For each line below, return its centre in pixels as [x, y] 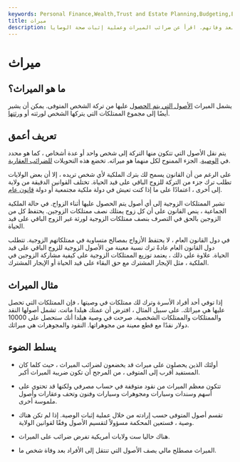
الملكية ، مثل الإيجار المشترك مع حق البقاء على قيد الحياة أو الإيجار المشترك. [109, 263]
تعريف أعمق [32, 136]
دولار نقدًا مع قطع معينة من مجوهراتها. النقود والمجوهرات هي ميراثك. [99, 325]
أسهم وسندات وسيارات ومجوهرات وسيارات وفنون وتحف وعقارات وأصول [115, 394]
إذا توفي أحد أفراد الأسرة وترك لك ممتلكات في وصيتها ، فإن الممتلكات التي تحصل [115, 302]
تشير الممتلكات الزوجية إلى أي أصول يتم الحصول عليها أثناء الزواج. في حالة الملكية [116, 203]
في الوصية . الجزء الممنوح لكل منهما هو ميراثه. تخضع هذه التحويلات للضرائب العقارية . [119, 160]
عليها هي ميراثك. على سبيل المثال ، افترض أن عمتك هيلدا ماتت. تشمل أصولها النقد [116, 310]
